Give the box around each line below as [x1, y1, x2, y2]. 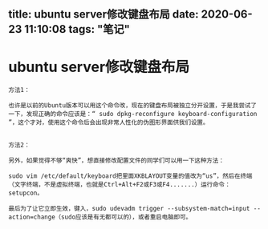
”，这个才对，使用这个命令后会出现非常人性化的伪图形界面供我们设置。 [8, 119, 209, 127]
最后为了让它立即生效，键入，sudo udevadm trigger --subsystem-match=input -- [8, 205, 261, 213]
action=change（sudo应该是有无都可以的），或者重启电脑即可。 [8, 213, 193, 222]
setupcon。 [8, 189, 44, 198]
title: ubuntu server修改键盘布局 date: [8, 7, 199, 22]
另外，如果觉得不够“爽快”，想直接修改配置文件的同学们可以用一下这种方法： [8, 157, 225, 165]
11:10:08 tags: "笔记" [23, 22, 131, 36]
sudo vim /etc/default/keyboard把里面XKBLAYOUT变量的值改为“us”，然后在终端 [8, 172, 253, 180]
